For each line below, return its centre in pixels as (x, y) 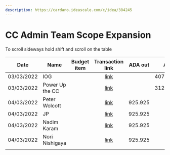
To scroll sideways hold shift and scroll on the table (59, 49)
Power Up (55, 85)
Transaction (109, 61)
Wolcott (52, 105)
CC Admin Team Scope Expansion (78, 35)
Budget (80, 61)
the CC (51, 91)
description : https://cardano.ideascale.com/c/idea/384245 (69, 10)
